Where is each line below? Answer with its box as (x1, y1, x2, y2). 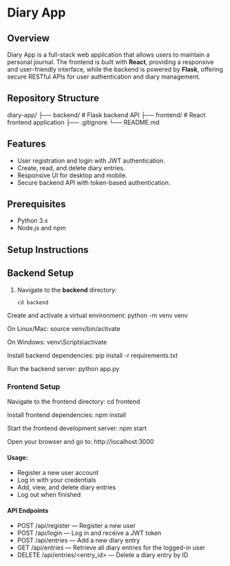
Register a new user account (17, 469, 98, 477)
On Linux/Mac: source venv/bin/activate (7, 324, 121, 332)
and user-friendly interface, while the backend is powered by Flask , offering (7, 65, 224, 73)
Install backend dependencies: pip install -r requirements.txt (7, 351, 178, 359)
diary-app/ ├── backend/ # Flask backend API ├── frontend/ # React (7, 110, 206, 119)
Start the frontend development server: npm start (7, 424, 147, 432)
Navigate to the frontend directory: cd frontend (7, 397, 140, 405)
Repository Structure (7, 92, 100, 104)
